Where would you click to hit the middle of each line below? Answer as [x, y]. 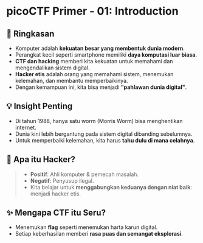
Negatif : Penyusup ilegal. [62, 180]
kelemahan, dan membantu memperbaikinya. [72, 81]
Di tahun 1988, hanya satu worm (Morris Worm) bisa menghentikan [99, 121]
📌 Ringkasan [30, 34]
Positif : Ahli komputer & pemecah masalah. [84, 174]
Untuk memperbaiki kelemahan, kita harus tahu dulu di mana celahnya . [105, 140]
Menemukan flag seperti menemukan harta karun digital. [86, 227]
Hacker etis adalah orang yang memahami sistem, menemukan [94, 74]
